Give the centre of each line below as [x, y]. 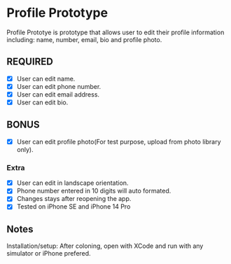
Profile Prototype [57, 13]
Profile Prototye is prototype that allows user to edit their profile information [115, 32]
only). [25, 149]
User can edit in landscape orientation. [72, 183]
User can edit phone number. [59, 86]
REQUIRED [30, 62]
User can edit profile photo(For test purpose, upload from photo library [119, 141]
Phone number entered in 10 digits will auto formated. [94, 191]
